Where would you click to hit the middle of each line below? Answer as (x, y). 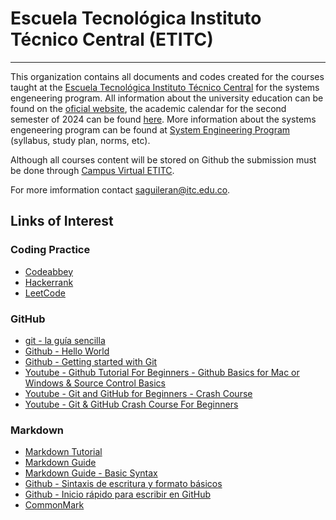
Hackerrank (49, 282)
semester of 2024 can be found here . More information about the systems (163, 119)
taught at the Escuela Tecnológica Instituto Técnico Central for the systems (165, 87)
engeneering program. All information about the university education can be (167, 98)
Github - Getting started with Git (91, 361)
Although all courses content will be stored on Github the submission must (163, 159)
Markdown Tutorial (63, 452)
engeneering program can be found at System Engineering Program (150, 129)
